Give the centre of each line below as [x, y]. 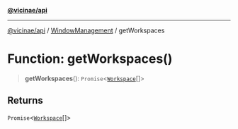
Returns [25, 100]
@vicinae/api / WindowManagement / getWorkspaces [86, 30]
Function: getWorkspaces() [90, 59]
